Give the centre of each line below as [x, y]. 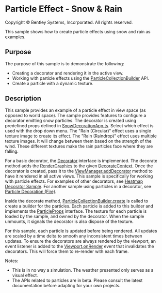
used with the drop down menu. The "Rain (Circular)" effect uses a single [78, 131]
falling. [12, 151]
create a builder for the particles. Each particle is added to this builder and [79, 206]
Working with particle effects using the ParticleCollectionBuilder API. [81, 78]
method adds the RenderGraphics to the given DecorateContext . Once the [79, 166]
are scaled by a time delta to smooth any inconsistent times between [74, 236]
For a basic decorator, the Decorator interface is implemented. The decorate [81, 161]
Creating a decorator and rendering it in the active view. [68, 73]
